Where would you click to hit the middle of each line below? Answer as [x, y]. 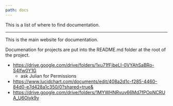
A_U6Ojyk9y [26, 98]
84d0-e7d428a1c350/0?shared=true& [53, 87]
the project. [18, 55]
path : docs [17, 10]
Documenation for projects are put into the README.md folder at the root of [86, 49]
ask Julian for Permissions [48, 76]
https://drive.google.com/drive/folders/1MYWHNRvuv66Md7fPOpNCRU [89, 92]
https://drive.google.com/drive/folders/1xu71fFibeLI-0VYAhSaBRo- [83, 65]
